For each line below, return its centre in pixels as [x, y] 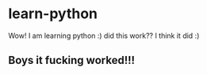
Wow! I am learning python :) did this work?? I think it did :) [104, 36]
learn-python [53, 14]
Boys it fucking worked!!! [72, 60]
